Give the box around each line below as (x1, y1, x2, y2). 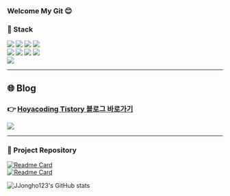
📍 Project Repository (7, 145, 77, 155)
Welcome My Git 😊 (7, 6, 73, 16)
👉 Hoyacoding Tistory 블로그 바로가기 (7, 104, 133, 114)
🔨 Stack (7, 24, 34, 34)
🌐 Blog (7, 82, 36, 94)
